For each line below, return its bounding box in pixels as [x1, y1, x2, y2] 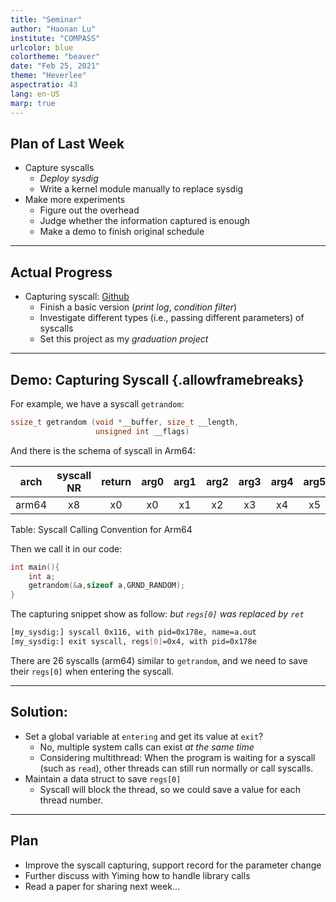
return [101, 474, 132, 488]
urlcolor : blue [10, 42, 74, 53]
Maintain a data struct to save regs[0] [24, 772, 182, 785]
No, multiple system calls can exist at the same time [39, 741, 255, 753]
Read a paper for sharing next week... [24, 880, 180, 892]
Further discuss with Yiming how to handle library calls [24, 869, 251, 881]
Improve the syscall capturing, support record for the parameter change [24, 859, 322, 871]
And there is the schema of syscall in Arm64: [10, 444, 196, 456]
